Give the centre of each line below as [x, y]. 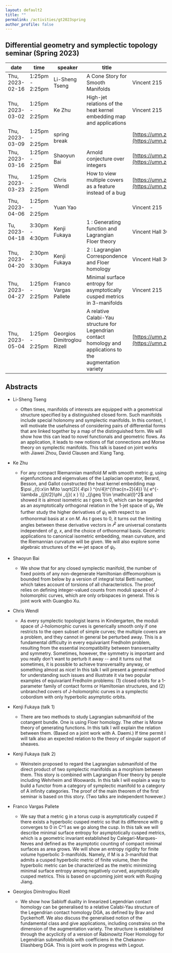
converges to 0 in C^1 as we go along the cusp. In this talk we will [89, 827]
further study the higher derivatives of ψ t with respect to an [83, 513]
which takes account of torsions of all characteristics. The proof [88, 584]
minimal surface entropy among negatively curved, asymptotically [90, 871]
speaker [67, 68]
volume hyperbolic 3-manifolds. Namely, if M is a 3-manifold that [89, 854]
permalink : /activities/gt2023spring [46, 19]
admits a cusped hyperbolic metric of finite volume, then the [84, 860]
